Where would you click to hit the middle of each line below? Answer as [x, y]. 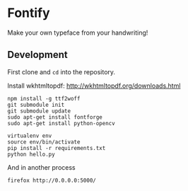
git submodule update [39, 111]
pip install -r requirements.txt [57, 148]
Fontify [29, 13]
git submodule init [36, 105]
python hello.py [31, 154]
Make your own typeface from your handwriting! [78, 33]
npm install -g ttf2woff [44, 98]
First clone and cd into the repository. [61, 71]
